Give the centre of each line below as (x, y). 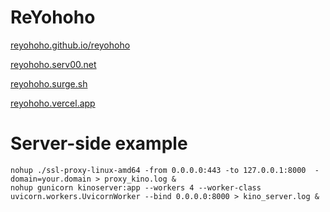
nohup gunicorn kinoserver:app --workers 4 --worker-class (136, 187)
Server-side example (99, 143)
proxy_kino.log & (140, 179)
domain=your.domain (51, 179)
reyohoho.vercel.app (53, 103)
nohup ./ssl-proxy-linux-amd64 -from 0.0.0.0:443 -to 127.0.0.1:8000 (158, 170)
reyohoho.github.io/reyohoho (70, 45)
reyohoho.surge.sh (49, 83)
